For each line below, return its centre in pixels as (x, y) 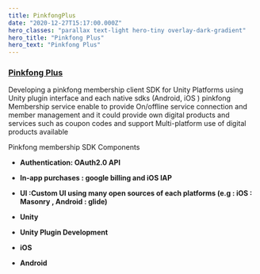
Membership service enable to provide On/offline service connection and (128, 107)
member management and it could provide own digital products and (119, 115)
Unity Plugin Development (64, 232)
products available (38, 132)
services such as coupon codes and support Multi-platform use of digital (127, 124)
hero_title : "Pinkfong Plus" (56, 38)
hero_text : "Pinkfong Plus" (55, 45)
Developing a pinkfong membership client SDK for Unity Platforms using (126, 90)
